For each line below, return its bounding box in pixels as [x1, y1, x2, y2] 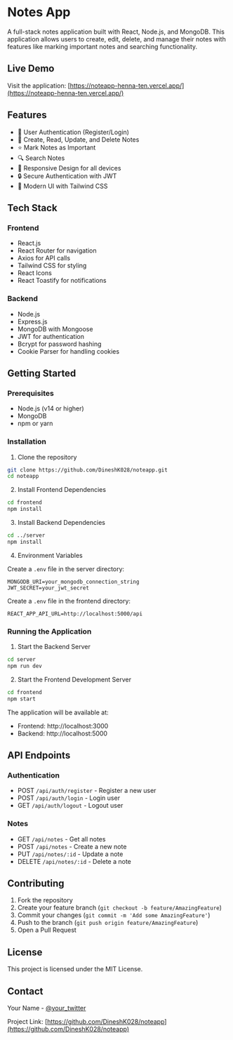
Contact [7, 985, 44, 997]
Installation [7, 436, 47, 446]
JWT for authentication [17, 332, 84, 340]
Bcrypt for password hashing [17, 340, 102, 348]
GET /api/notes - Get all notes [17, 834, 106, 843]
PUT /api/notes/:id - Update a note [17, 850, 124, 858]
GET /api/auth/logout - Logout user [17, 801, 124, 810]
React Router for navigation [17, 246, 97, 255]
